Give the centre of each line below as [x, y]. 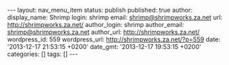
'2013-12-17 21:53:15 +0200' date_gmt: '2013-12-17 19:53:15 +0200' [104, 47]
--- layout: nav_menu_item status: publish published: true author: [100, 10]
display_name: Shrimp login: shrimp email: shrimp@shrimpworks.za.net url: [115, 17]
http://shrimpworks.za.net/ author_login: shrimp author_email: [96, 25]
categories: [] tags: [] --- [42, 54]
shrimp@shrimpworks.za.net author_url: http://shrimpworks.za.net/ [103, 32]
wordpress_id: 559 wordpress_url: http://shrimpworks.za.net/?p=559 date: [114, 39]
